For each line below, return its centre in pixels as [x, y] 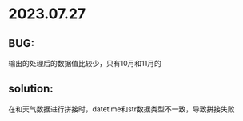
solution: [31, 89]
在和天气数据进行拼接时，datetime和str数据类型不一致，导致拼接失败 [121, 109]
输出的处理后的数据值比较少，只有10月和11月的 [85, 63]
